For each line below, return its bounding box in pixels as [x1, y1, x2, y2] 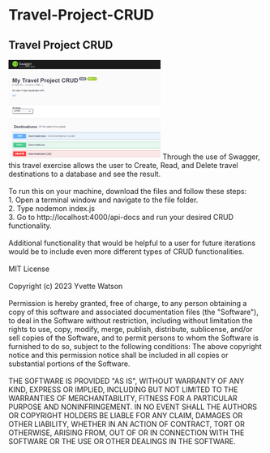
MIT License [8, 264, 50, 274]
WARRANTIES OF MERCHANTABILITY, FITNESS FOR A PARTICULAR [8, 394, 238, 403]
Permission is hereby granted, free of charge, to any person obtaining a [8, 299, 247, 308]
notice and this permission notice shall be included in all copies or [8, 351, 229, 360]
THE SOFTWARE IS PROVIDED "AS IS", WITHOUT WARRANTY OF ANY [8, 376, 245, 386]
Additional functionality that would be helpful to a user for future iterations [8, 238, 256, 248]
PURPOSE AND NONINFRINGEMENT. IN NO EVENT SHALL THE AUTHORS [8, 402, 258, 412]
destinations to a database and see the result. [8, 169, 161, 179]
